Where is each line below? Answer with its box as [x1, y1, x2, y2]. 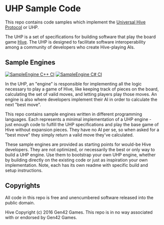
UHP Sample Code [5, 3, 81, 14]
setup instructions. [5, 167, 43, 173]
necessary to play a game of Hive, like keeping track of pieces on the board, [5, 86, 159, 92]
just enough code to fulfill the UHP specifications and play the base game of [5, 121, 159, 127]
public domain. [5, 200, 35, 205]
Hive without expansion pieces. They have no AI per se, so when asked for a [5, 127, 160, 133]
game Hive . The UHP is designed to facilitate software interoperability [5, 39, 146, 45]
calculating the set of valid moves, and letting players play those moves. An [5, 91, 157, 97]
